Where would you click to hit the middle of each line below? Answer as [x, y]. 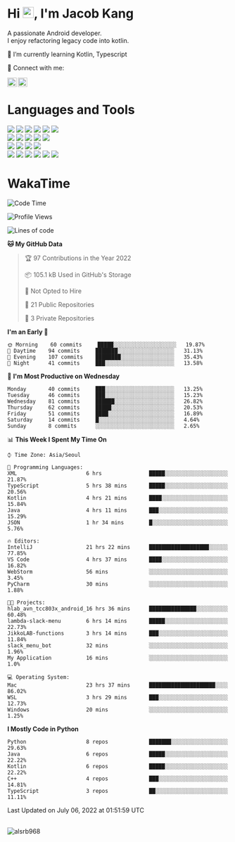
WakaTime [39, 184]
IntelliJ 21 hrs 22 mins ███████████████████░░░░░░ [118, 547]
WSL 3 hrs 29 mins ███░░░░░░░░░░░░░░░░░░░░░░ [118, 697]
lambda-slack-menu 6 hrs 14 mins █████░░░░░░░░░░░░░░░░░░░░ [118, 621]
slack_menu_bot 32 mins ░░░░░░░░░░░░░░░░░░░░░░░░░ [118, 645]
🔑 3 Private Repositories [59, 318]
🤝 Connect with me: [36, 67]
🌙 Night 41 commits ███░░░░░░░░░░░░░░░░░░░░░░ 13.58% [105, 363]
